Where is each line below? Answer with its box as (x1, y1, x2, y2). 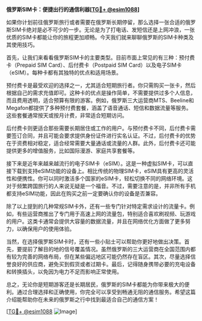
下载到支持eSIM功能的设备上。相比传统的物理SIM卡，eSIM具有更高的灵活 (11, 168, 194, 174)
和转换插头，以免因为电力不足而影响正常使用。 (6, 268, 122, 275)
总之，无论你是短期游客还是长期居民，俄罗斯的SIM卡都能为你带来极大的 (6, 281, 185, 288)
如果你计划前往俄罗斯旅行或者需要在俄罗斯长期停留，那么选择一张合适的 (6, 19, 185, 26)
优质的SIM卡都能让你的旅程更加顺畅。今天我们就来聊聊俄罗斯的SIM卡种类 (6, 34, 189, 41)
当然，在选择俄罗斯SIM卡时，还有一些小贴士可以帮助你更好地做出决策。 (6, 238, 185, 245)
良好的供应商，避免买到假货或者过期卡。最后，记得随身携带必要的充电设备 (11, 261, 196, 267)
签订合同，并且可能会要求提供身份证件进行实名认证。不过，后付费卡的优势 (11, 132, 196, 139)
